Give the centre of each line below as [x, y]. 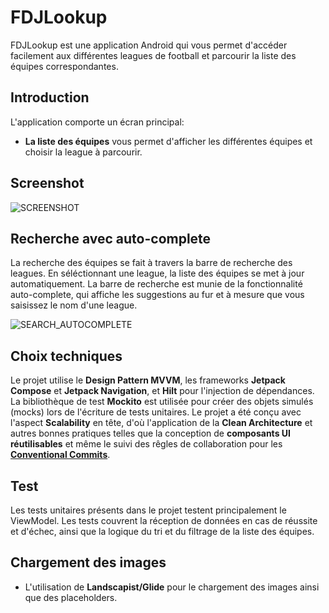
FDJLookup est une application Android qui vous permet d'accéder [149, 45]
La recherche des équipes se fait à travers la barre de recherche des [151, 263]
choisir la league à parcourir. [83, 152]
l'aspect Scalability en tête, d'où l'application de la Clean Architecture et [161, 423]
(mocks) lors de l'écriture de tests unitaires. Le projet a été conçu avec [156, 412]
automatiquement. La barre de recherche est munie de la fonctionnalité [156, 284]
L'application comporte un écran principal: [97, 122]
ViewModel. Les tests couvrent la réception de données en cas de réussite [164, 520]
